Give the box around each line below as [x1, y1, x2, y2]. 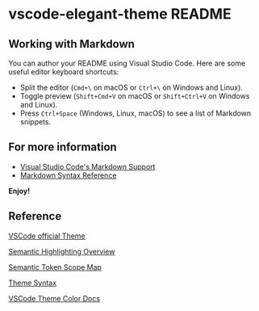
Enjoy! [8, 186, 31, 195]
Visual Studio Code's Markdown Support [19, 162, 156, 171]
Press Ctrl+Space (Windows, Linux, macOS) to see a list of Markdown [19, 108, 252, 118]
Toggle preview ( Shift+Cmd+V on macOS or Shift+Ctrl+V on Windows [19, 91, 250, 101]
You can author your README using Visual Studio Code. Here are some [8, 58, 246, 68]
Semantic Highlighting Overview [8, 246, 115, 256]
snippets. [19, 117, 52, 126]
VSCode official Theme [8, 231, 86, 241]
